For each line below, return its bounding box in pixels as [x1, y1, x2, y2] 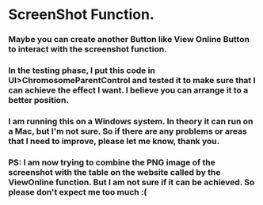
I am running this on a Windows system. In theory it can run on [8, 116, 253, 127]
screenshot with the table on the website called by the [8, 166, 221, 177]
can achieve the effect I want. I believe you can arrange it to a [8, 85, 249, 96]
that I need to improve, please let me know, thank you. [8, 135, 220, 146]
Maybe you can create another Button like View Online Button [8, 34, 250, 45]
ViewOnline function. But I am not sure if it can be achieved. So [8, 177, 255, 188]
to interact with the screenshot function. [8, 44, 168, 55]
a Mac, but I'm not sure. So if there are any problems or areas [8, 125, 247, 136]
